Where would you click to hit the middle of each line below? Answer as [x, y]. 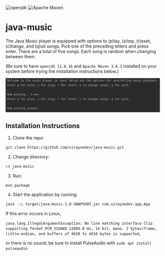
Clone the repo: [28, 138]
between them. [21, 56]
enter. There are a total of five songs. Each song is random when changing [81, 51]
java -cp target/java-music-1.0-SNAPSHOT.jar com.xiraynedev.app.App [78, 204]
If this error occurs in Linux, [34, 214]
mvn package [18, 185]
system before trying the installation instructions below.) [62, 71]
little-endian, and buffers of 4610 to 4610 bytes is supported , [73, 233]
